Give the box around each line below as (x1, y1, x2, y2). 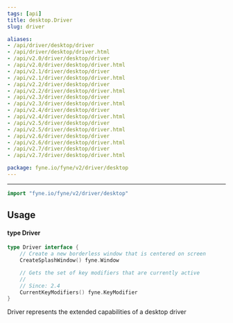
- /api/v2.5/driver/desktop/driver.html (7, 126, 126, 133)
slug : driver (7, 23, 45, 30)
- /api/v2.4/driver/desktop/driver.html (7, 113, 126, 120)
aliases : (7, 35, 33, 42)
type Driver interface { (7, 244, 79, 251)
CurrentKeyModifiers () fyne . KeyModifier (19, 289, 138, 296)
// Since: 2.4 (19, 282, 60, 289)
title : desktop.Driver (7, 17, 73, 24)
